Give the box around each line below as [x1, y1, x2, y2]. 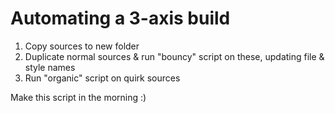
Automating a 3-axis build [10, 7, 231, 30]
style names [24, 61, 76, 73]
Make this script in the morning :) [10, 91, 147, 103]
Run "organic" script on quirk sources [24, 72, 181, 84]
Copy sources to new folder [24, 40, 140, 52]
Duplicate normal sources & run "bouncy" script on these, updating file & [24, 50, 325, 62]
